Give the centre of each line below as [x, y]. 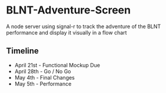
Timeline [23, 51]
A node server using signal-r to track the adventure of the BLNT [84, 26]
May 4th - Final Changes [45, 77]
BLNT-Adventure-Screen [69, 10]
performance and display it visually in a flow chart [67, 32]
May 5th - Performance [43, 84]
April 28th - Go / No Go [43, 71]
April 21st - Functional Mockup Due [57, 65]
